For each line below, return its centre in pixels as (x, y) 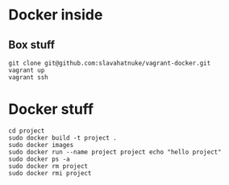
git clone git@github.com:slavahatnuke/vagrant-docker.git (110, 63)
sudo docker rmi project (50, 173)
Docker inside (56, 15)
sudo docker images (41, 145)
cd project (27, 131)
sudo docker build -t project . (62, 138)
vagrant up (27, 70)
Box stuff (31, 45)
